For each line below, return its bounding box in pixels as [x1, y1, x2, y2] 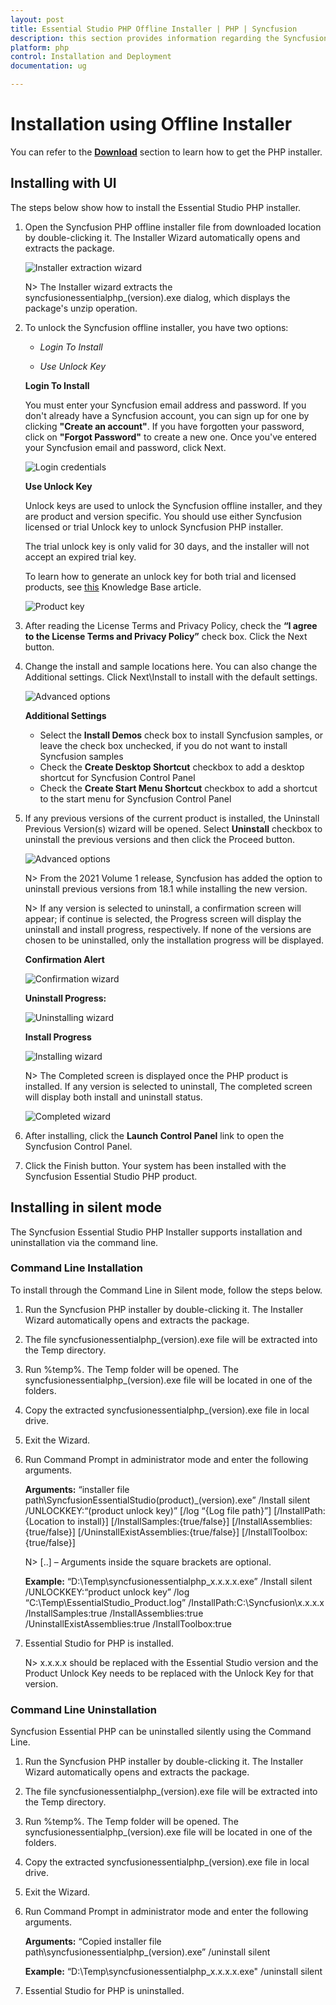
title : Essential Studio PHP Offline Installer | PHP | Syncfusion [10, 24, 298, 34]
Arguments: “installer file [24, 1483, 130, 1495]
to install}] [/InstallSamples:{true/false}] [66, 1515, 230, 1527]
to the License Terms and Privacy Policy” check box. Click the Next [24, 630, 308, 642]
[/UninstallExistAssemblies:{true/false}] [77, 1526, 240, 1538]
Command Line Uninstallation [10, 1702, 157, 1716]
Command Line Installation [10, 1261, 143, 1275]
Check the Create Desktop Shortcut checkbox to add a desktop [39, 761, 305, 773]
